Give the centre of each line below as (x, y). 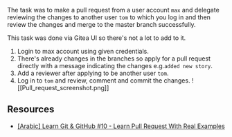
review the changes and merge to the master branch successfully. (101, 24)
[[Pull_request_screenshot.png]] (63, 88)
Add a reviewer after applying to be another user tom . (93, 73)
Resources (31, 109)
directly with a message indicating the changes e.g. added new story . (115, 66)
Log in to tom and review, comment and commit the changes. (104, 81)
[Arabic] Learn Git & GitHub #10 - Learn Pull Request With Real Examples (121, 126)
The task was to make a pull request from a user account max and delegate (113, 10)
